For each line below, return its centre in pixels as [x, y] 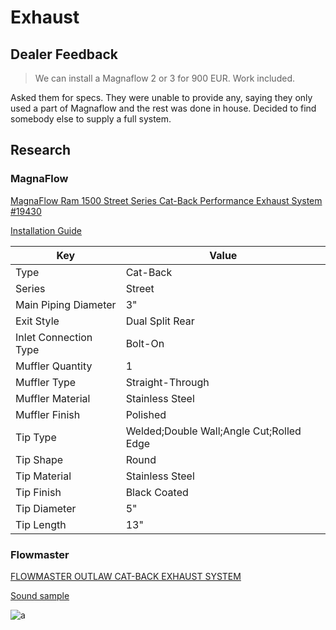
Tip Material [43, 476]
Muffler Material [53, 398]
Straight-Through [167, 382]
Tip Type [36, 437]
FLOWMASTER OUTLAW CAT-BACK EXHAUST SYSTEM [126, 576]
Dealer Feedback [64, 54]
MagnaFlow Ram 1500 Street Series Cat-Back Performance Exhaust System [166, 200]
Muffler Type [46, 382]
